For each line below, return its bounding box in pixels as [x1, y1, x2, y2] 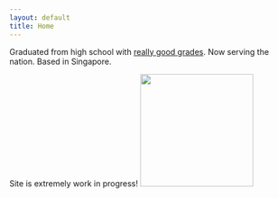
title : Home [9, 22, 54, 31]
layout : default [9, 13, 70, 22]
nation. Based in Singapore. [9, 56, 112, 67]
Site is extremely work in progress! [9, 177, 138, 189]
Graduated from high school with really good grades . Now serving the [9, 46, 269, 57]
